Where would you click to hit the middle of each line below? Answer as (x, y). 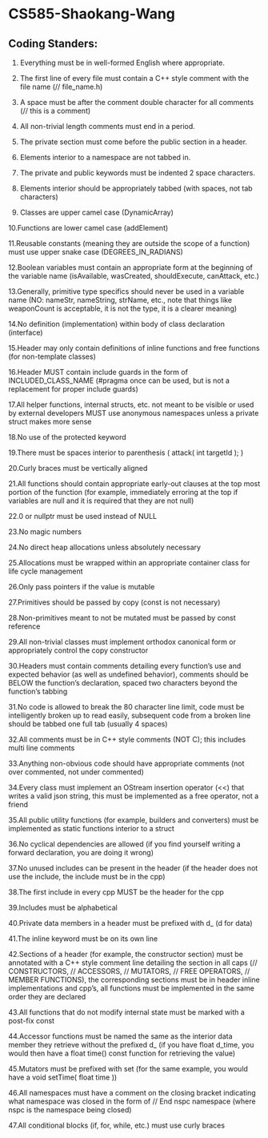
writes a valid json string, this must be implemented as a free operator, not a (134, 796)
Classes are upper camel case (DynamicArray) (97, 212)
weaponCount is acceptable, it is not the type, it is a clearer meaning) (123, 308)
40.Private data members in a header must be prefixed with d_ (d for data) (131, 923)
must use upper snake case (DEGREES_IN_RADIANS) (96, 252)
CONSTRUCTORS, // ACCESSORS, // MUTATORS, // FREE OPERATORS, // (129, 971)
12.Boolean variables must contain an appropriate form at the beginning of (131, 267)
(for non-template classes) (52, 356)
